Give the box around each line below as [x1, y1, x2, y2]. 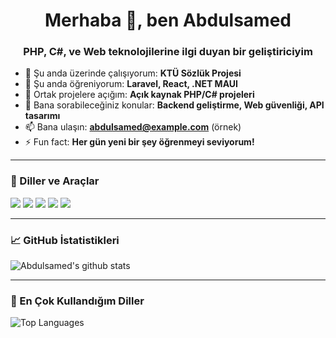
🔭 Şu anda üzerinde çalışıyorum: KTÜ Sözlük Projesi [24, 67, 242, 79]
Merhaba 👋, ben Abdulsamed [44, 9, 292, 32]
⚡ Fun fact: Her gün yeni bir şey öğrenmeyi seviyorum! [24, 136, 255, 148]
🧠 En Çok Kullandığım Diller [10, 294, 145, 308]
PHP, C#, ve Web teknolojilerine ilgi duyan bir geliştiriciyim [23, 45, 313, 59]
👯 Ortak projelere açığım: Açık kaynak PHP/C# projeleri [24, 89, 255, 101]
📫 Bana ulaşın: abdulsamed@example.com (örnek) [24, 121, 242, 133]
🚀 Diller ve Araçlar [10, 174, 100, 188]
